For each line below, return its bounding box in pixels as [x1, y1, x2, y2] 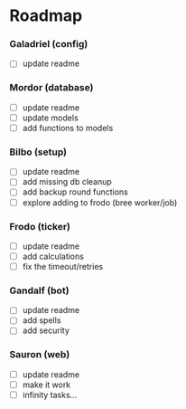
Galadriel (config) [9, 38, 88, 51]
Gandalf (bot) [9, 284, 70, 297]
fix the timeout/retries [22, 262, 104, 271]
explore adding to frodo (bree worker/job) [22, 196, 178, 208]
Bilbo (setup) [9, 146, 68, 158]
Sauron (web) [9, 348, 70, 361]
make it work [22, 379, 71, 390]
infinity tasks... [22, 389, 78, 400]
